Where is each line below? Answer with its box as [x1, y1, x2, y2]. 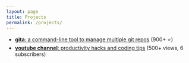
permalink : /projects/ [6, 19, 62, 25]
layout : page [6, 8, 39, 15]
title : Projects [6, 14, 46, 20]
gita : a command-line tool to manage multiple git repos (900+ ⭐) [14, 36, 174, 43]
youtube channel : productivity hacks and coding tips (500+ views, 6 [14, 45, 184, 52]
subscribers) [14, 51, 46, 58]
